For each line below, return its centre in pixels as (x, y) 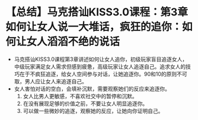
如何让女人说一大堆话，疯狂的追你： (94, 27)
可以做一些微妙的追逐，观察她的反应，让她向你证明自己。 (93, 111)
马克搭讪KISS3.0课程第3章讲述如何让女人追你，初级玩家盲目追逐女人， (101, 59)
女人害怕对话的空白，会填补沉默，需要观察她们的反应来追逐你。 (92, 89)
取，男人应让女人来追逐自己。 (50, 81)
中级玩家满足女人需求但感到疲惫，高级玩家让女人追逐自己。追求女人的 (100, 66)
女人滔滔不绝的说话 (73, 42)
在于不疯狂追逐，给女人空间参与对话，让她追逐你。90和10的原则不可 (103, 74)
